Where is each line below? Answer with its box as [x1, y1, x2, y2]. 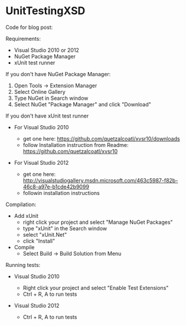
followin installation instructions [22, 189, 100, 196]
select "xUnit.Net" [22, 231, 67, 238]
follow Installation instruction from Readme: [22, 141, 129, 148]
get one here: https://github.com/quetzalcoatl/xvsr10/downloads [22, 135, 181, 142]
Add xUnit [14, 212, 39, 219]
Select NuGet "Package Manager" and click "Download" [14, 100, 152, 107]
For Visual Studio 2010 [14, 123, 69, 131]
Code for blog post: [5, 24, 53, 31]
